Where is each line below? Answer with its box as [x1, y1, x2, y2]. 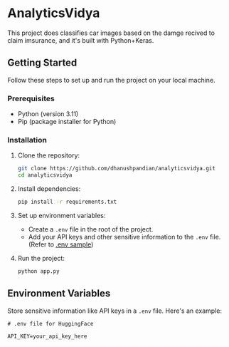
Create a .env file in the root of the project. [28, 224, 154, 233]
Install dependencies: [17, 185, 81, 193]
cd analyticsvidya [17, 172, 73, 179]
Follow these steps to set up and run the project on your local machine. [7, 76, 215, 84]
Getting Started [7, 57, 78, 69]
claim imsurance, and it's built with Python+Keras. [7, 36, 154, 44]
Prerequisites [7, 93, 55, 103]
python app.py [17, 267, 60, 275]
